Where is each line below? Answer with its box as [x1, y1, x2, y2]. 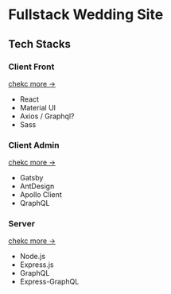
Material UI [19, 103, 56, 112]
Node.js [19, 252, 46, 261]
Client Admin [8, 139, 60, 150]
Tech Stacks [8, 37, 72, 51]
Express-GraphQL [19, 277, 80, 287]
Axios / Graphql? [19, 111, 75, 121]
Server [8, 219, 36, 230]
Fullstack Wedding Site [8, 6, 164, 24]
